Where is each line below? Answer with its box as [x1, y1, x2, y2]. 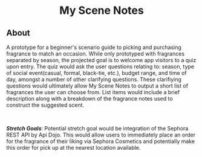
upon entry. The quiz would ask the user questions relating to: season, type [6, 63, 195, 70]
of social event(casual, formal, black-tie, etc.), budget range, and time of [6, 69, 187, 76]
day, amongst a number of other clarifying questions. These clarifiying [6, 76, 181, 83]
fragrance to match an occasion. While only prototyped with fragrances [6, 50, 185, 57]
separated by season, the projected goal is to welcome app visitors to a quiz [6, 57, 197, 63]
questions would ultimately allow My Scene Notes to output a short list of [6, 82, 189, 89]
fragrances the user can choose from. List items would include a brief [6, 89, 180, 95]
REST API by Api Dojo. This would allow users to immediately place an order [6, 131, 195, 138]
